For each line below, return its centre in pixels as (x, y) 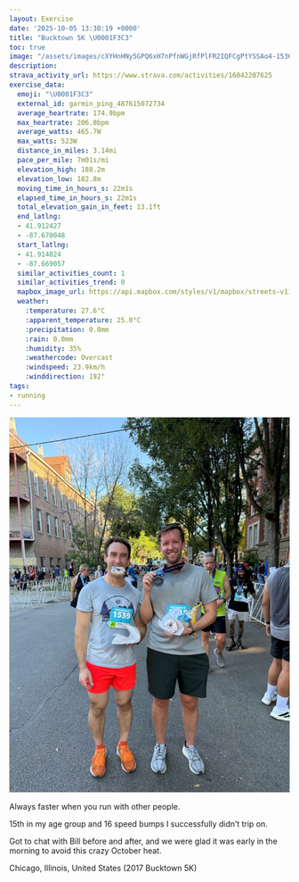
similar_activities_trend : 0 (71, 283)
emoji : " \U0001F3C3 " (55, 94)
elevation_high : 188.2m (61, 170)
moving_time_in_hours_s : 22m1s (75, 188)
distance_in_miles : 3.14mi (67, 151)
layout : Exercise (41, 19)
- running (28, 395)
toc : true (28, 47)
